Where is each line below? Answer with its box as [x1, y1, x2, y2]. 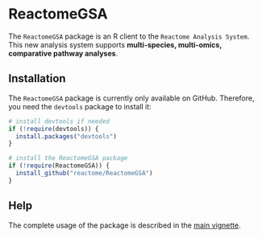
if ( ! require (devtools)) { [8, 125, 99, 133]
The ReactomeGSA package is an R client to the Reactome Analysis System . [8, 31, 250, 41]
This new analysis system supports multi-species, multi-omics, [8, 39, 222, 49]
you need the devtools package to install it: [8, 101, 152, 111]
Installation [8, 72, 66, 85]
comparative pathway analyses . [8, 48, 119, 58]
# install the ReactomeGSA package [8, 154, 128, 162]
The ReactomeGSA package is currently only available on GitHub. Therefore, [8, 93, 255, 103]
